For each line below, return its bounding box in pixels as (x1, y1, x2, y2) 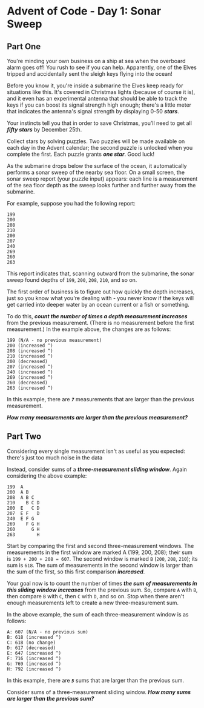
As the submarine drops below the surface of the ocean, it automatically (7, 162, 187, 169)
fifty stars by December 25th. (7, 126, 82, 133)
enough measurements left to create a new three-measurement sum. (7, 599, 179, 606)
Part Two (7, 432, 42, 442)
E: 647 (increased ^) (7, 650, 62, 656)
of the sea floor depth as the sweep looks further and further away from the (7, 182, 196, 189)
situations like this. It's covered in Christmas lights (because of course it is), (7, 88, 196, 95)
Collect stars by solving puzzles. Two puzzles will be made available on (7, 138, 185, 145)
